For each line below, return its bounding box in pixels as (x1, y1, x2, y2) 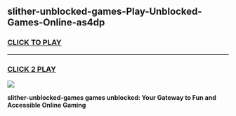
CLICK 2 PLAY (7, 64, 56, 74)
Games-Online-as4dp (7, 17, 105, 29)
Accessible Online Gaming (7, 101, 86, 109)
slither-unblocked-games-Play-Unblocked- (7, 6, 202, 18)
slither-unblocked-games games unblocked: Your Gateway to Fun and (7, 93, 216, 101)
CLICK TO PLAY (7, 38, 62, 48)
